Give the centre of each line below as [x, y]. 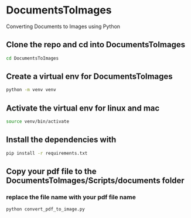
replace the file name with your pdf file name [71, 197]
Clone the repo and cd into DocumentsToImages [96, 45]
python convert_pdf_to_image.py [45, 209]
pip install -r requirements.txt [47, 153]
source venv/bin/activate [37, 122]
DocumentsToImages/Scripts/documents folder [95, 181]
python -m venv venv [31, 90]
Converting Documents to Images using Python [63, 26]
